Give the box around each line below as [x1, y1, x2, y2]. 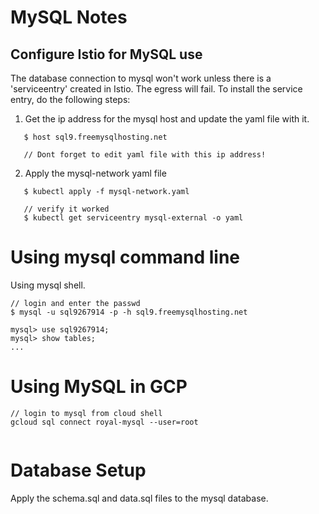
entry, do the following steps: [10, 94, 131, 105]
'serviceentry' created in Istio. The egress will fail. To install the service [10, 83, 303, 95]
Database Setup [10, 459, 147, 482]
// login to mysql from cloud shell [10, 408, 163, 418]
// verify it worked [23, 204, 110, 214]
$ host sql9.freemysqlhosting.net [23, 132, 168, 142]
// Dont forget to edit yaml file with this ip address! [23, 150, 267, 160]
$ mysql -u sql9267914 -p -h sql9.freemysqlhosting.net [10, 307, 248, 317]
